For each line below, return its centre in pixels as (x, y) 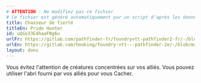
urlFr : (14, 39)
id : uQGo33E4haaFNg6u (33, 34)
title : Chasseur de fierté (40, 23)
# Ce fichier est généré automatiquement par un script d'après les (93, 17)
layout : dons (22, 50)
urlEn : (14, 45)
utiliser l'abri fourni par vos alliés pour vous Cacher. (70, 73)
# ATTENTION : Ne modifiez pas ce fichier (60, 12)
